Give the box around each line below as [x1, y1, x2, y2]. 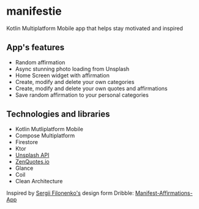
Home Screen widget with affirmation [15, 72, 110, 79]
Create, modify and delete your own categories [15, 78, 135, 85]
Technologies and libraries [6, 109, 110, 120]
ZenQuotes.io [15, 158, 50, 165]
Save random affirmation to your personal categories [15, 91, 149, 99]
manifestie [6, 4, 62, 18]
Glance [15, 164, 34, 172]
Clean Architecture [15, 177, 63, 184]
